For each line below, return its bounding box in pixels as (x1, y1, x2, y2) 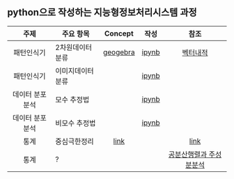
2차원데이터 (55, 42, 93, 52)
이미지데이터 (55, 65, 94, 75)
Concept (104, 29, 134, 38)
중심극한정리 (55, 137, 94, 146)
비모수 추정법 (55, 118, 96, 127)
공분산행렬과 (168, 149, 208, 159)
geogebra (103, 47, 135, 57)
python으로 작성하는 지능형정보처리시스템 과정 (7, 6, 197, 19)
